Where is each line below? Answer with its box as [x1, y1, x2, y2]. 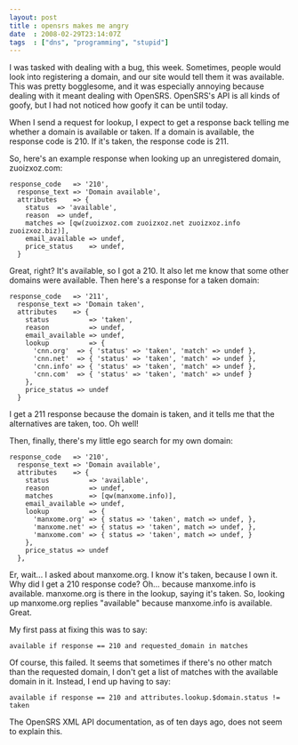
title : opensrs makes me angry [9, 21, 129, 30]
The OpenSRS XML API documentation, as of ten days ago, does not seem [9, 717, 283, 727]
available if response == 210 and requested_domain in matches [9, 642, 249, 651]
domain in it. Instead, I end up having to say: [9, 677, 171, 687]
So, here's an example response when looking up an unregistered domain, [9, 153, 282, 164]
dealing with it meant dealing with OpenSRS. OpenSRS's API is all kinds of [9, 91, 280, 101]
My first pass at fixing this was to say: [9, 624, 149, 636]
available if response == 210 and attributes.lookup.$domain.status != [9, 693, 280, 702]
